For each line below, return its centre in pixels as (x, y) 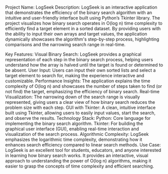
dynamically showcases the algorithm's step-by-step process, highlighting (82, 39)
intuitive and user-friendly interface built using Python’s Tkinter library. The (83, 18)
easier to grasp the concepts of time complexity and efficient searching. (80, 166)
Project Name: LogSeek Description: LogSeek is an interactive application (81, 7)
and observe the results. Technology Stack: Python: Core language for (78, 118)
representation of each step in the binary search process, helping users (79, 59)
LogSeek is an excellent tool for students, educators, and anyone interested (83, 150)
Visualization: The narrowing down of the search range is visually (73, 97)
